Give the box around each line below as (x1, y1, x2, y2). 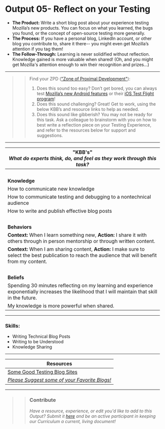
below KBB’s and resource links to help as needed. (36, 106, 139, 112)
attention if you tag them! (12, 46, 63, 52)
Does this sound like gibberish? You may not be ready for (36, 111, 153, 117)
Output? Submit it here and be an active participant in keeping (29, 413, 156, 419)
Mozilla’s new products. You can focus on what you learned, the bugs (12, 25, 153, 31)
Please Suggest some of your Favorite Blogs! (7, 377, 111, 384)
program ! (36, 96, 55, 101)
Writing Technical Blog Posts (12, 333, 70, 339)
